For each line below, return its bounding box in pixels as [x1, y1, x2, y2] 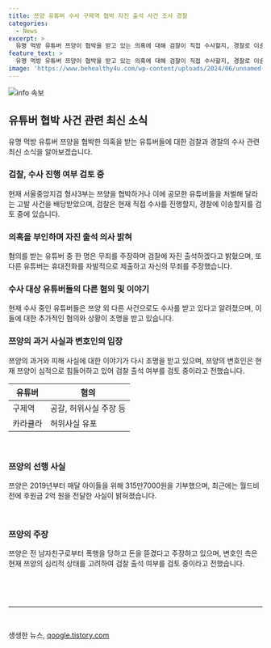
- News [15, 27, 38, 35]
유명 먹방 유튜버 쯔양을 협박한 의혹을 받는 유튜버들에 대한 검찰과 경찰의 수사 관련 [8, 137, 261, 146]
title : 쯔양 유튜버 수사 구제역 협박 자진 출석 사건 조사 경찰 [8, 11, 188, 20]
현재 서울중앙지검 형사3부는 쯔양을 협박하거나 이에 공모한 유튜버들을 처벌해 [8, 188, 244, 198]
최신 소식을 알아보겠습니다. [8, 146, 93, 156]
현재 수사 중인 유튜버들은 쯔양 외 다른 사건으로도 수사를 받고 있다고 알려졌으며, [8, 303, 254, 313]
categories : [8, 19, 48, 28]
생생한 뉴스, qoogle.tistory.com [8, 630, 110, 640]
